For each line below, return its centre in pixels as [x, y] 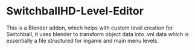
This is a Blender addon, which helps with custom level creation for [90, 28]
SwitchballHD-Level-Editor [75, 11]
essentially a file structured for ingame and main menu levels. [82, 40]
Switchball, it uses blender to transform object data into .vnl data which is [97, 34]
